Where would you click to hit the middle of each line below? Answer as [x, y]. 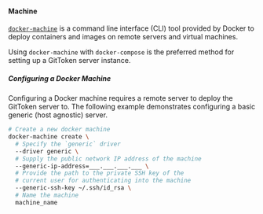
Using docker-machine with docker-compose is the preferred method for [121, 52]
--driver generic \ [47, 151]
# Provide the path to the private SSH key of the [100, 173]
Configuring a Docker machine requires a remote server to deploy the [121, 98]
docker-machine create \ [49, 137]
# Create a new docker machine [59, 130]
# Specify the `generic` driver [68, 144]
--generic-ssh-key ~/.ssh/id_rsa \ [73, 188]
